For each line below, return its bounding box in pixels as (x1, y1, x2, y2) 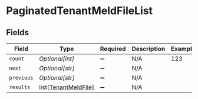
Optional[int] (39, 54, 75, 63)
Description (131, 45, 166, 53)
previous (9, 74, 34, 81)
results (9, 84, 31, 90)
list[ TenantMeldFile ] (39, 83, 94, 91)
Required (100, 45, 126, 53)
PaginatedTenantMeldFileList (6, 4, 153, 18)
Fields (6, 28, 29, 37)
